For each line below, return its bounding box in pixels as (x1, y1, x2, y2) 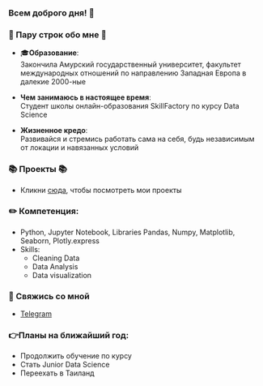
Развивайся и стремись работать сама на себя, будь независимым (19, 134, 255, 144)
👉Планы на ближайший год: (8, 330, 129, 341)
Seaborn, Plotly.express (19, 235, 100, 246)
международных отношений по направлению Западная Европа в (19, 68, 247, 78)
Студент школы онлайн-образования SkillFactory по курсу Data (19, 101, 240, 111)
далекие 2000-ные (19, 77, 87, 87)
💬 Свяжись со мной (8, 290, 91, 302)
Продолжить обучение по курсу (19, 351, 132, 361)
